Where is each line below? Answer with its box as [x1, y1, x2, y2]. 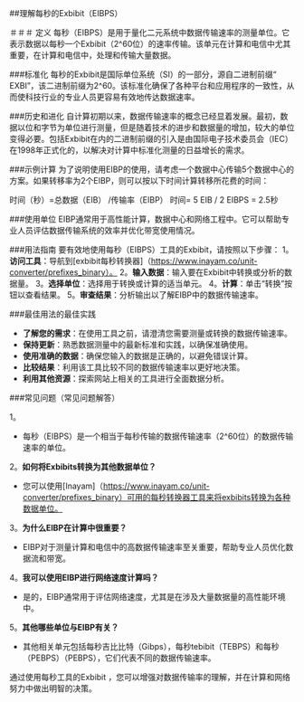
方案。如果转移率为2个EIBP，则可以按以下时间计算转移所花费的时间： [9, 175, 270, 185]
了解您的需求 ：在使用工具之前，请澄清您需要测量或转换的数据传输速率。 [22, 328, 292, 338]
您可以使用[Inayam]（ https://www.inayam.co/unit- [22, 480, 210, 491]
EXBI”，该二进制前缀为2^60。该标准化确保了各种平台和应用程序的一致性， [9, 81, 287, 90]
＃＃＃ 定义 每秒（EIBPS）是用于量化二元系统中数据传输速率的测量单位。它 [9, 27, 290, 38]
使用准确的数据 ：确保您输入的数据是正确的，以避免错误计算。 [22, 351, 253, 361]
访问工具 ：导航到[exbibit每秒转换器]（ [9, 256, 152, 266]
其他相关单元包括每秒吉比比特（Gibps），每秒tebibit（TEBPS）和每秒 [22, 641, 280, 651]
